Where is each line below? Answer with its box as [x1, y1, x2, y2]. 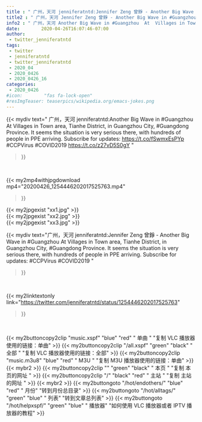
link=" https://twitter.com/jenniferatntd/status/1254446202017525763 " [6, 298, 180, 305]
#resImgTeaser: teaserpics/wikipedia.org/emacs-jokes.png [6, 98, 155, 104]
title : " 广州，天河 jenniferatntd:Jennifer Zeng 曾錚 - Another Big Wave [6, 8, 194, 15]
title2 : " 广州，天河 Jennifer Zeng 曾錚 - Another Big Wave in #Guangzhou [6, 14, 197, 20]
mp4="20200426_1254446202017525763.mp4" [6, 183, 126, 190]
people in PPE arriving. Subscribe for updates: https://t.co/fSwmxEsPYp [6, 135, 185, 142]
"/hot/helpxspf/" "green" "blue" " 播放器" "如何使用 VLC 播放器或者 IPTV [6, 402, 186, 409]
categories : [6, 82, 36, 88]
